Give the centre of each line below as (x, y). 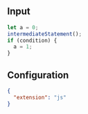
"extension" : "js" (40, 97)
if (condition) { (32, 40)
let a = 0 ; (23, 27)
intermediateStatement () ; (44, 34)
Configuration (38, 75)
